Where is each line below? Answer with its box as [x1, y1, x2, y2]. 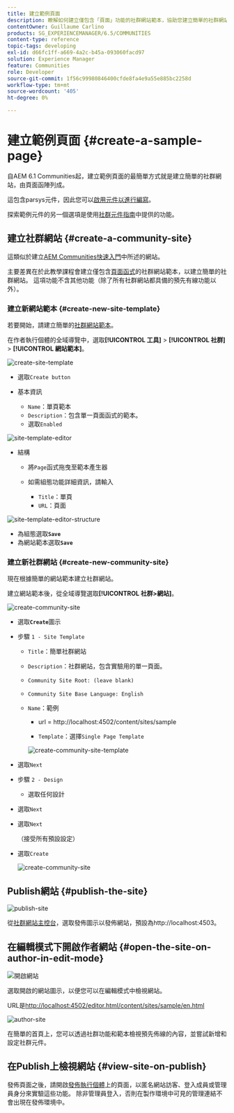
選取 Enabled [27, 420, 63, 429]
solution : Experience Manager [7, 56, 95, 63]
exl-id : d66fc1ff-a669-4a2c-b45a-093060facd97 [7, 49, 145, 56]
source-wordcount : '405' [7, 88, 79, 95]
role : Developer [7, 68, 54, 75]
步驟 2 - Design [17, 775, 63, 784]
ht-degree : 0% [7, 95, 49, 102]
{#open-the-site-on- [118, 941, 212, 953]
